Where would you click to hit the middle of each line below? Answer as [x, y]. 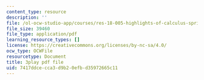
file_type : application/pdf [42, 34]
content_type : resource [36, 12]
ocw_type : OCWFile [29, 51]
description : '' [27, 17]
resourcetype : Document [36, 57]
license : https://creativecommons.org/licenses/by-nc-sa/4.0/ [87, 46]
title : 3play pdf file [35, 62]
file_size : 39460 [28, 29]
